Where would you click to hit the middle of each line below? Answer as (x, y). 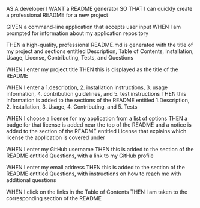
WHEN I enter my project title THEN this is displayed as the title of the (92, 69)
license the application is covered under (56, 137)
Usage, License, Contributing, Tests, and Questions (70, 58)
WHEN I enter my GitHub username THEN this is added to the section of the (100, 149)
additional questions (31, 180)
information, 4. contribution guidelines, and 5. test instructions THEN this (96, 94)
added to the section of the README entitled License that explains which (96, 131)
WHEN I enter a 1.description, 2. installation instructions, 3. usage (87, 87)
